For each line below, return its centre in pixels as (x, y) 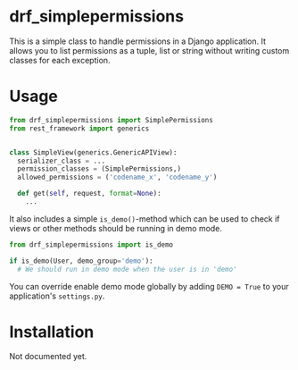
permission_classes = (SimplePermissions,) (99, 169)
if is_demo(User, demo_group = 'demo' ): (81, 261)
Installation (52, 332)
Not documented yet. (48, 357)
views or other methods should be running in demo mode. (116, 228)
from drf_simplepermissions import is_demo (91, 244)
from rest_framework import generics (79, 128)
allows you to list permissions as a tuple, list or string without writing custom (149, 50)
